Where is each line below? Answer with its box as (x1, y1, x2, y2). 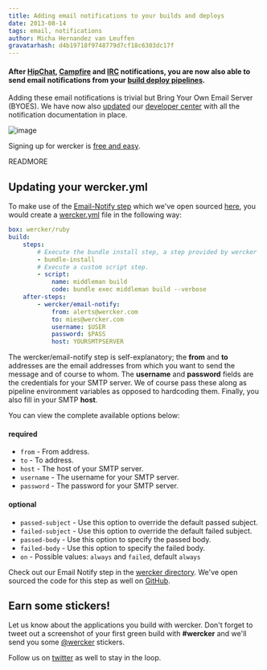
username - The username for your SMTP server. (19, 472, 179, 483)
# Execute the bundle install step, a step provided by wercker (37, 248, 257, 256)
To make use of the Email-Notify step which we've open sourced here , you (8, 202, 256, 212)
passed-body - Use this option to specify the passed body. (19, 534, 212, 544)
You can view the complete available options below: (8, 411, 180, 421)
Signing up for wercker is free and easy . (8, 142, 141, 151)
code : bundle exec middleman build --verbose (51, 286, 207, 294)
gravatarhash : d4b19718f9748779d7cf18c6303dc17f (8, 42, 175, 50)
